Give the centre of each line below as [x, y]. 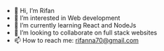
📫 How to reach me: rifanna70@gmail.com [76, 40]
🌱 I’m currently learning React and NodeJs [75, 25]
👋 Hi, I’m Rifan [34, 11]
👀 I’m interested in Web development [67, 18]
